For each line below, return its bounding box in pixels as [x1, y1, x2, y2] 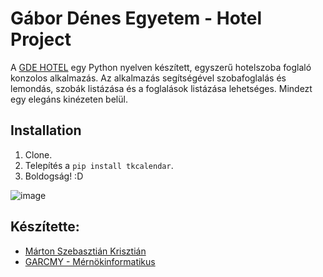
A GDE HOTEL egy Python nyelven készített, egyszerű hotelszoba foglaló [10, 61, 312, 73]
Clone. [24, 148, 53, 161]
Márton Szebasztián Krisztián [24, 245, 147, 257]
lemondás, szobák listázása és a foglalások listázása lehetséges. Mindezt [10, 82, 313, 94]
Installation [10, 122, 82, 139]
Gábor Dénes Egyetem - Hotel [10, 7, 263, 30]
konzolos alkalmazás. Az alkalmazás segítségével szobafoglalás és [10, 72, 287, 84]
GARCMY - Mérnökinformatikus [24, 255, 156, 267]
